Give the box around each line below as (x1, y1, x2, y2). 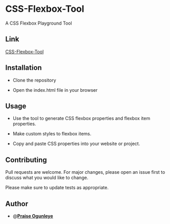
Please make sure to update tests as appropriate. (5, 185, 109, 191)
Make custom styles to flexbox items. (12, 131, 92, 137)
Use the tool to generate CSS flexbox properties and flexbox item (12, 115, 151, 121)
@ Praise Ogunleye (12, 213, 53, 219)
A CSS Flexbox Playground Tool (5, 20, 72, 26)
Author (5, 199, 28, 208)
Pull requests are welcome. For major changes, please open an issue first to (5, 169, 165, 175)
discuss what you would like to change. (5, 175, 89, 181)
